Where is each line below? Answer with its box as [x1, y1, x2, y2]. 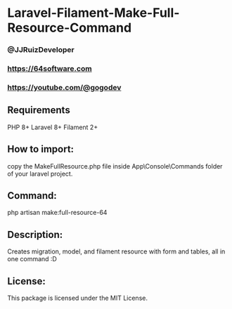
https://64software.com [7, 64, 93, 74]
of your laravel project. [7, 169, 73, 178]
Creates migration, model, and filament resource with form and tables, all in [7, 247, 226, 256]
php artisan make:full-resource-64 [7, 209, 108, 217]
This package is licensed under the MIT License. [7, 294, 148, 303]
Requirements [7, 104, 70, 117]
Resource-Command [7, 20, 132, 36]
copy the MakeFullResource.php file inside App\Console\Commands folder [7, 162, 223, 170]
